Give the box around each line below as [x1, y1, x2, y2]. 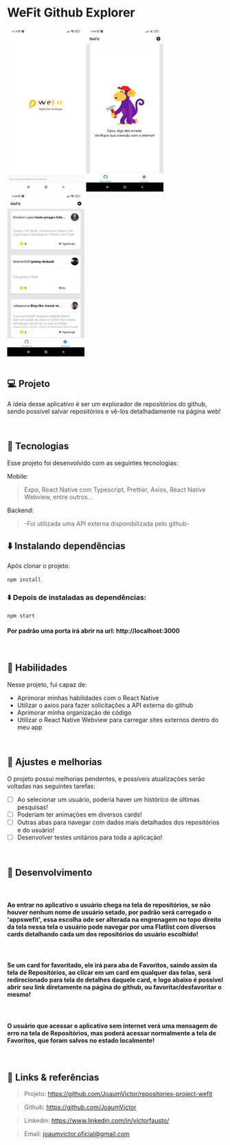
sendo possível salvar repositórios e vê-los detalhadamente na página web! [7, 407, 221, 415]
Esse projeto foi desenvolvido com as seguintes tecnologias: [7, 459, 179, 467]
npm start [7, 612, 36, 619]
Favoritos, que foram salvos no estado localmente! [7, 1036, 155, 1044]
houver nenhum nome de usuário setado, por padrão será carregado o [7, 908, 211, 916]
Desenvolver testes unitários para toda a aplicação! [16, 833, 163, 841]
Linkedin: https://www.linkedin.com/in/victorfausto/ [23, 1116, 170, 1124]
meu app [16, 723, 43, 731]
